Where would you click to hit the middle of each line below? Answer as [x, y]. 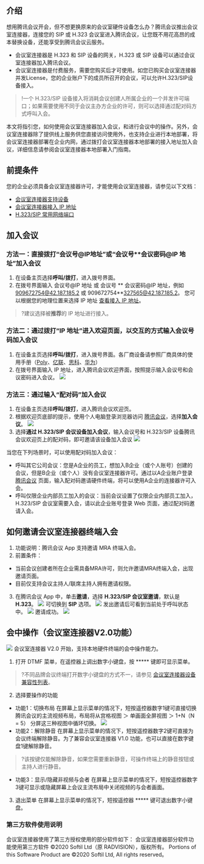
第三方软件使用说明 [34, 825]
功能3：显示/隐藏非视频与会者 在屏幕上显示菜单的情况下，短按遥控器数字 [106, 779]
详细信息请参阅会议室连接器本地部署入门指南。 [75, 149]
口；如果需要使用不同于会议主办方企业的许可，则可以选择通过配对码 [106, 106]
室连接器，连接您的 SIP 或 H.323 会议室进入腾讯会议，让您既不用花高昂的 [98, 34]
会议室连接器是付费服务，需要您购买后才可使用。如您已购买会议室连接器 [105, 70]
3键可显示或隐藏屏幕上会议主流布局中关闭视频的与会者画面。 [91, 787]
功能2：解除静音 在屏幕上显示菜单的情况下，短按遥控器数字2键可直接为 [104, 731]
